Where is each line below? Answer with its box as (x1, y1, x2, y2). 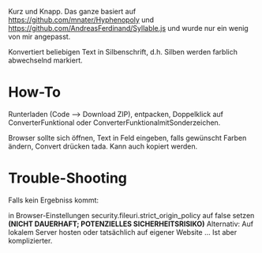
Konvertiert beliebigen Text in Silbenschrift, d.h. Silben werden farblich (8, 47, 238, 56)
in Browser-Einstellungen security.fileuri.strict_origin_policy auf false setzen (8, 210, 255, 220)
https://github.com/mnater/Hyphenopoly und (8, 15, 155, 25)
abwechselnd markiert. (8, 55, 83, 65)
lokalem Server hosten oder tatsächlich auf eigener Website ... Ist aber (8, 227, 238, 236)
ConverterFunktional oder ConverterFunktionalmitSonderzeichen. (8, 118, 221, 127)
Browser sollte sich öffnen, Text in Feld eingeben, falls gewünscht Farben (8, 133, 247, 142)
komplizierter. (8, 236, 53, 245)
